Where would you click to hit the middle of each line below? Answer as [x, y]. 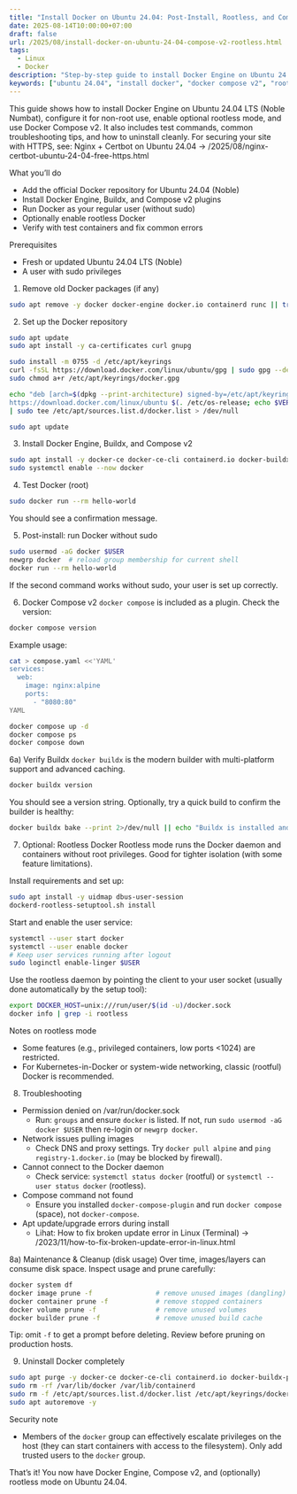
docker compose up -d [49, 726]
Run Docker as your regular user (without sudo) [109, 208]
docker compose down [47, 743]
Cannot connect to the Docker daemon [93, 1167]
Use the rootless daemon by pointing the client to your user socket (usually [146, 980]
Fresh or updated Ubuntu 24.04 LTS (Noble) [102, 261]
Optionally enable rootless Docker [84, 218]
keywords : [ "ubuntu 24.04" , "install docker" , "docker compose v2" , [138, 83]
